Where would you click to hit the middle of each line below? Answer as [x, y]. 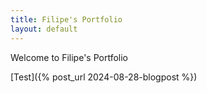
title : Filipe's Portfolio [66, 19]
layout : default [44, 29]
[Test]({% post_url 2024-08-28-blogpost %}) [104, 77]
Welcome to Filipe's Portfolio [69, 57]
